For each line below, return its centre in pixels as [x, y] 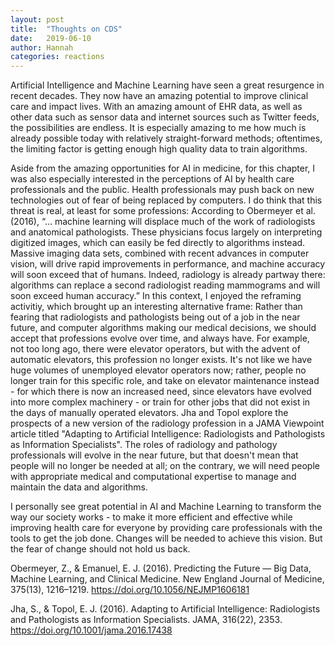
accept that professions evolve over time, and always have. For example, [160, 338]
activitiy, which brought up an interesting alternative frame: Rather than [156, 307]
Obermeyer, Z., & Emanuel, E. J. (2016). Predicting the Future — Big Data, [161, 568]
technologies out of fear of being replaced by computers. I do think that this [166, 200]
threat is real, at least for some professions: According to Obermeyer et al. [163, 211]
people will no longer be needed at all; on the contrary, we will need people [165, 466]
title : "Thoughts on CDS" [66, 29]
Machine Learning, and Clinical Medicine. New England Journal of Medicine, [167, 579]
